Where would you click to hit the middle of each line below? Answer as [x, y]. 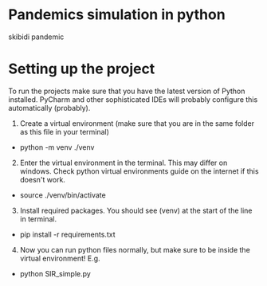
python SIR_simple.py [55, 273]
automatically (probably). [49, 108]
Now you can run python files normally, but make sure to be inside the [135, 249]
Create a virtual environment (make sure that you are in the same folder [137, 123]
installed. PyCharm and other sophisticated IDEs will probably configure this [133, 99]
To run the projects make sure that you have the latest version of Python [127, 91]
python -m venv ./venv [57, 147]
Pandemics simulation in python [117, 15]
